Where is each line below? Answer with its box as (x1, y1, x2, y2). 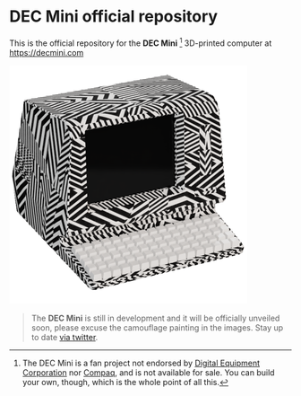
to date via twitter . (30, 331, 99, 342)
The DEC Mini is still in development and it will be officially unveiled (30, 312, 280, 323)
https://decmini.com (9, 47, 84, 57)
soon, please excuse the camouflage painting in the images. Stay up (30, 321, 284, 333)
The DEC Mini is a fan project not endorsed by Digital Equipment (21, 357, 261, 368)
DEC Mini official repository (9, 6, 218, 27)
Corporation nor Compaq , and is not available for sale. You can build (21, 366, 275, 378)
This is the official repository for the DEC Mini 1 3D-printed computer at (9, 36, 272, 48)
